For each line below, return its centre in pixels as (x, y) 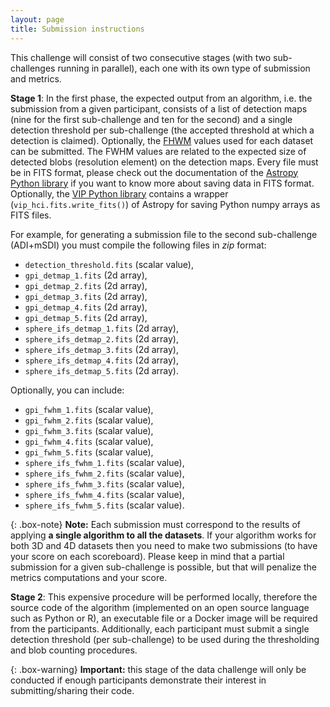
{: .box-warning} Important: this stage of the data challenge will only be (158, 669)
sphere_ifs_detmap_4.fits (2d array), (101, 360)
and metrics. (36, 78)
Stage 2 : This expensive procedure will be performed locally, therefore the (164, 597)
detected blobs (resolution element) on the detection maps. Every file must (164, 162)
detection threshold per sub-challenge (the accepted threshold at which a (162, 130)
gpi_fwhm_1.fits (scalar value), (89, 409)
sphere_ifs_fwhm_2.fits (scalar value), (104, 473)
